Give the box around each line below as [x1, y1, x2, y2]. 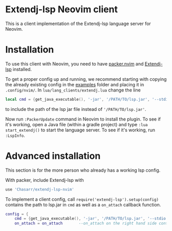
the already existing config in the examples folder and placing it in [5, 81, 144, 87]
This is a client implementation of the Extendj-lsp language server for [5, 20, 151, 27]
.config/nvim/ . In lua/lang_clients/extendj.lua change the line [5, 87, 141, 93]
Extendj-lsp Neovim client [5, 4, 118, 15]
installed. [12, 66, 32, 72]
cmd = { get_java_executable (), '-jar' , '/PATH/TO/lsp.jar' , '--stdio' [14, 216, 168, 221]
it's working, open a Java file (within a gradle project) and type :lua [5, 121, 148, 127]
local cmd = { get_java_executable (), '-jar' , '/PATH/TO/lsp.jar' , [5, 97, 150, 102]
